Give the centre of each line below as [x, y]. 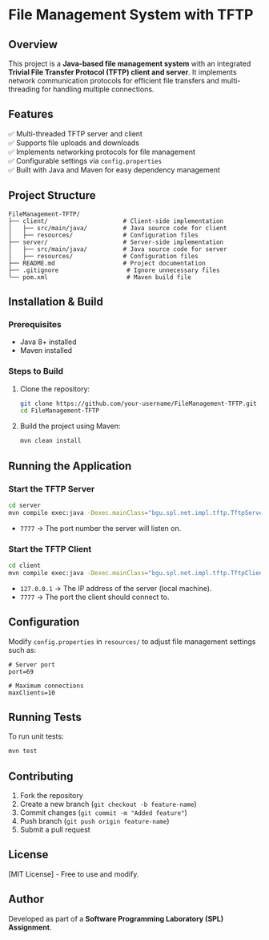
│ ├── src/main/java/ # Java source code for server [118, 249]
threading [24, 89]
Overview [33, 45]
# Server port [32, 664]
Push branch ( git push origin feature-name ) [94, 821]
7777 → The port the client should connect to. [94, 597]
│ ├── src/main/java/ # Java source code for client [118, 228]
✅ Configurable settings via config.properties [85, 160]
